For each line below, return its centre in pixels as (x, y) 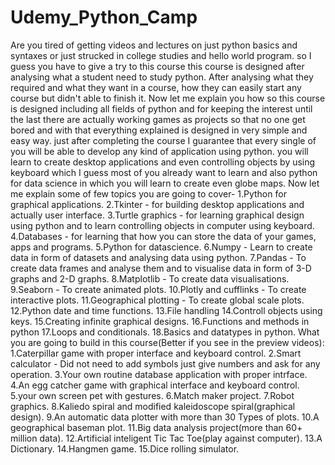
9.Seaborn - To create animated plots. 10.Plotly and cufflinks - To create (158, 289)
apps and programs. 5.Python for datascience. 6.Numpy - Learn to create (161, 247)
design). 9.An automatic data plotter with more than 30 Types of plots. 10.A (165, 417)
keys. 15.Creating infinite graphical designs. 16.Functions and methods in (160, 321)
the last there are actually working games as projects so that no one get (158, 119)
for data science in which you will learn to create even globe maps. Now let (165, 183)
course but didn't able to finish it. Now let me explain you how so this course (168, 98)
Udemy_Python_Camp (104, 17)
